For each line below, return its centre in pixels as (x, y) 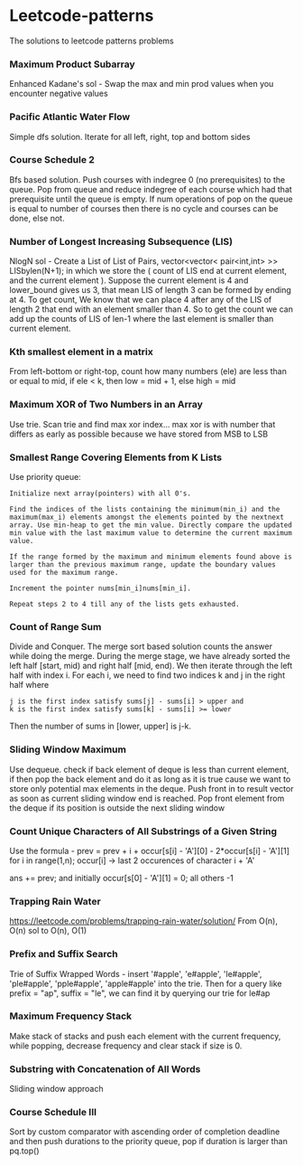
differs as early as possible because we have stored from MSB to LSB (139, 434)
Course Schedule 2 (52, 160)
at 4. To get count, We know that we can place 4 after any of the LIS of (141, 300)
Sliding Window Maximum (68, 749)
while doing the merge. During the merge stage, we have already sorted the (150, 656)
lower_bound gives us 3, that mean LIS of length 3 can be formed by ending (150, 290)
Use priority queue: (45, 477)
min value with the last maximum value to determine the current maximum (151, 533)
